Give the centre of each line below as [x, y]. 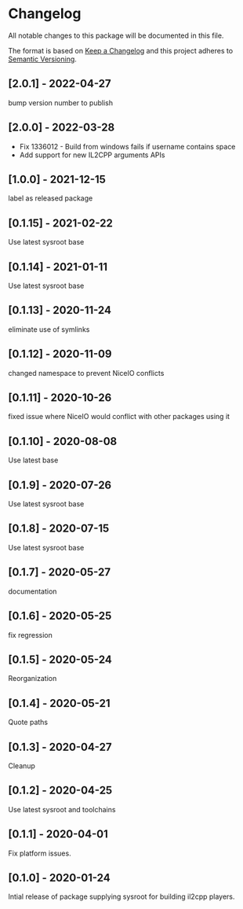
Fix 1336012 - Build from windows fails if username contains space [127, 146]
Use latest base [33, 460]
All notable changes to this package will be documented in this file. [116, 35]
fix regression [30, 635]
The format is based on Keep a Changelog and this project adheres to [121, 50]
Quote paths [28, 722]
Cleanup [22, 765]
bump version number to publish [61, 102]
